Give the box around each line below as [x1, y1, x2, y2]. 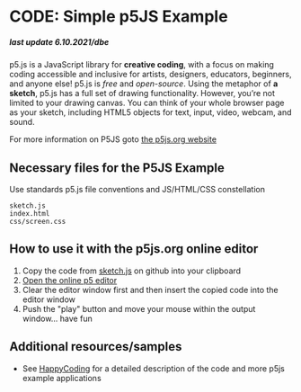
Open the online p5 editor [22, 274, 118, 285]
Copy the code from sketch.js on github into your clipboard [22, 265, 241, 276]
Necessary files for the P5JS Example [9, 160, 225, 175]
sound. [9, 117, 35, 128]
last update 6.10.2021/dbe [9, 36, 110, 47]
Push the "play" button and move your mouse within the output [22, 303, 256, 314]
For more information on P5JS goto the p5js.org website [9, 134, 217, 145]
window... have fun [22, 313, 93, 324]
